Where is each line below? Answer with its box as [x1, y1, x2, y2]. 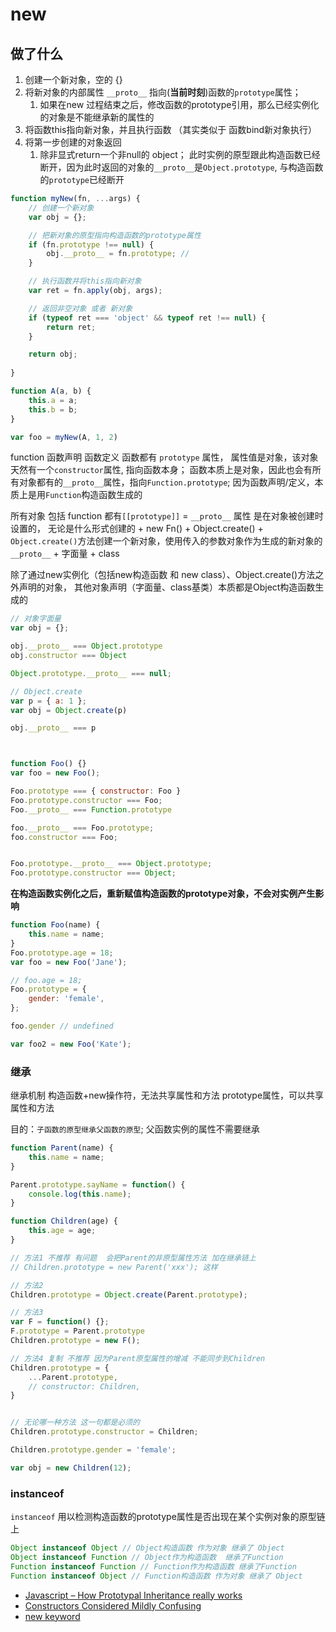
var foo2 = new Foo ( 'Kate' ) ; [10, 1039, 132, 1049]
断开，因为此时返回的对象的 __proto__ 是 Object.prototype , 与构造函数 [39, 161, 324, 173]
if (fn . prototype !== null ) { [28, 239, 155, 250]
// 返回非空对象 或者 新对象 [28, 303, 133, 313]
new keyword [24, 1610, 81, 1622]
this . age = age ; [28, 1226, 97, 1236]
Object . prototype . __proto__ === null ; [10, 668, 172, 678]
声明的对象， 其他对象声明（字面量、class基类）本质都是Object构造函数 [18, 581, 316, 593]
